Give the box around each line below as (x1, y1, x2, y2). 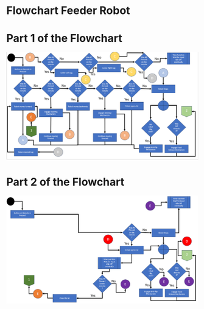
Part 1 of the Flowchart (6, 32, 123, 46)
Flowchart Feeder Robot (6, 4, 130, 18)
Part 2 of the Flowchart (6, 175, 125, 189)
